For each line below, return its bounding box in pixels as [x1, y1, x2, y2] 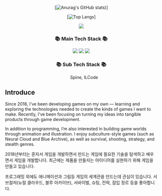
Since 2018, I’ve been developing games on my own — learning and [5, 101, 140, 107]
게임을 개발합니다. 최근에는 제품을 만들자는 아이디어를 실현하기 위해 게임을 [14, 157, 154, 163]
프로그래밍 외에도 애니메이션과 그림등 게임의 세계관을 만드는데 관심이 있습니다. [5, 174, 152, 180]
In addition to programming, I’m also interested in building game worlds [5, 126, 147, 132]
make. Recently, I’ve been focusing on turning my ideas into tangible [5, 111, 141, 117]
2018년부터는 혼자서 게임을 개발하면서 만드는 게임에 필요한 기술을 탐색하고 [5, 151, 145, 157]
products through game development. [5, 117, 81, 122]
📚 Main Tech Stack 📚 [55, 35, 108, 42]
